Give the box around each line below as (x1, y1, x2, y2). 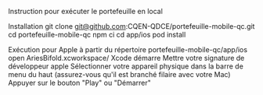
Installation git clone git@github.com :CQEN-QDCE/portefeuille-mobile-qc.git (8, 22, 255, 30)
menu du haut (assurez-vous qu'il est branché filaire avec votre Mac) (8, 70, 231, 79)
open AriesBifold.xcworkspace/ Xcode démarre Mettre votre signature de (8, 54, 245, 62)
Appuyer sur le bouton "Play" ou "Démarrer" (8, 78, 151, 87)
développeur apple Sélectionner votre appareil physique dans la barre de (8, 62, 244, 71)
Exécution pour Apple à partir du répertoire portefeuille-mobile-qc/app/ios (8, 45, 248, 54)
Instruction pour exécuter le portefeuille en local (8, 7, 163, 16)
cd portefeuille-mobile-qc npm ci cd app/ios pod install (8, 30, 186, 39)
